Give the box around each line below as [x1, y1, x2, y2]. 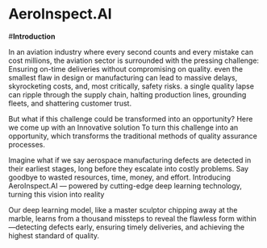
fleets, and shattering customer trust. [8, 98, 131, 108]
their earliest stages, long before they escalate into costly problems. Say [8, 163, 248, 173]
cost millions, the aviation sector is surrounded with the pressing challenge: [8, 56, 260, 65]
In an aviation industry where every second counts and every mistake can [8, 47, 254, 56]
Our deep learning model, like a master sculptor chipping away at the [8, 205, 238, 214]
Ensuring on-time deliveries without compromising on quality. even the [8, 64, 244, 73]
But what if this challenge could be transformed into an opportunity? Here [8, 114, 253, 123]
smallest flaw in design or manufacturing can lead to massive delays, [8, 72, 238, 82]
